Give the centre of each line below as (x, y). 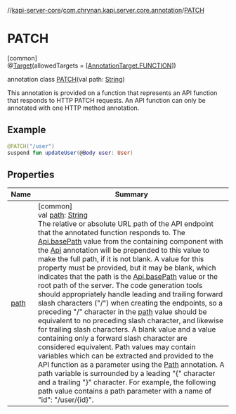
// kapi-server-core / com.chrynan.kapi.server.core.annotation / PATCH (106, 10)
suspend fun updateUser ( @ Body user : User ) (70, 153)
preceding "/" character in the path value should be (122, 312)
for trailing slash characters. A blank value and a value (127, 330)
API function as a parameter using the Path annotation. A (131, 365)
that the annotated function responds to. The (112, 233)
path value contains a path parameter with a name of (125, 391)
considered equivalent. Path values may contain (117, 347)
